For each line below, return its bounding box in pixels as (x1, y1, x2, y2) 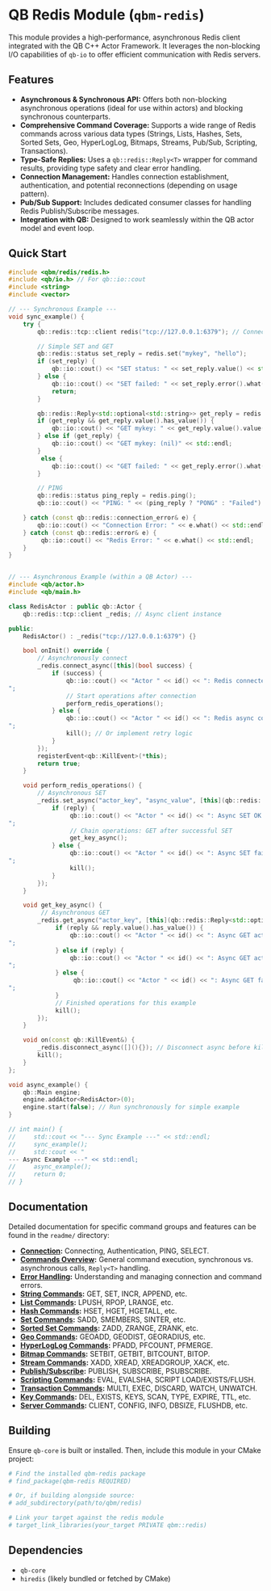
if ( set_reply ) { (37, 357, 95, 365)
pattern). (19, 188, 50, 199)
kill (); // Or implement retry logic (65, 730, 194, 738)
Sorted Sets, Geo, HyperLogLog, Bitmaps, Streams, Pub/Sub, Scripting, (19, 137, 258, 147)
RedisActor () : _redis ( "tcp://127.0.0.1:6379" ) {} (23, 632, 197, 640)
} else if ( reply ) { (55, 946, 125, 954)
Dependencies (8, 1543, 83, 1557)
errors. (19, 1280, 43, 1290)
